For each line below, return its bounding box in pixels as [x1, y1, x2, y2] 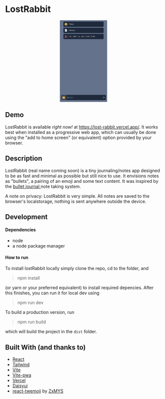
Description [5, 154, 42, 163]
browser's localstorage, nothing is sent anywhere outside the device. [5, 198, 147, 204]
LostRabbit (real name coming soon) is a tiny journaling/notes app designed [5, 167, 160, 173]
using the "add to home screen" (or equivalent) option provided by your [5, 134, 152, 140]
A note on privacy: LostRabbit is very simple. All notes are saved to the [5, 193, 150, 199]
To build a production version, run [5, 309, 75, 315]
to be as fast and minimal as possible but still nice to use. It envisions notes [5, 173, 159, 179]
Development [5, 213, 48, 221]
